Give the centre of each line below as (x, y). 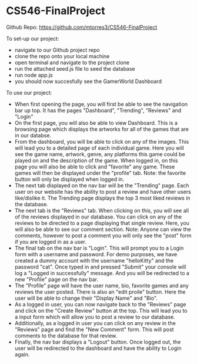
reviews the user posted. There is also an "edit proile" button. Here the (100, 292)
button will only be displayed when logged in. (69, 179)
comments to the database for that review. (66, 335)
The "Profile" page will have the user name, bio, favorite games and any (102, 285)
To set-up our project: (33, 38)
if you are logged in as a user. (50, 241)
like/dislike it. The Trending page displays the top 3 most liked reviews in (102, 198)
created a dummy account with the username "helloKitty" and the (94, 260)
